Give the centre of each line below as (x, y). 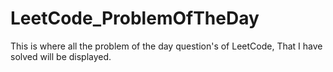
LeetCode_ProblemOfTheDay (135, 18)
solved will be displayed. (61, 56)
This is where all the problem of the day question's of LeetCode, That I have (166, 46)
